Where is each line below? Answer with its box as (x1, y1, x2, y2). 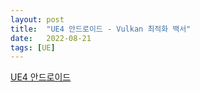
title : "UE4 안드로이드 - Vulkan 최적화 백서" (10, 24, 192, 34)
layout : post (10, 14, 65, 25)
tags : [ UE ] (10, 42, 56, 53)
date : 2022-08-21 (10, 33, 92, 43)
